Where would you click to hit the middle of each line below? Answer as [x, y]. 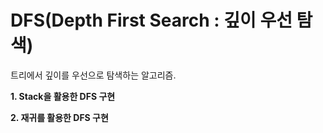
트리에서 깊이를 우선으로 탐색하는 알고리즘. [93, 75]
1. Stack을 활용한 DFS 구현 [63, 96]
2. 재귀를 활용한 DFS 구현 [59, 117]
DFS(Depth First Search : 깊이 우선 [151, 20]
